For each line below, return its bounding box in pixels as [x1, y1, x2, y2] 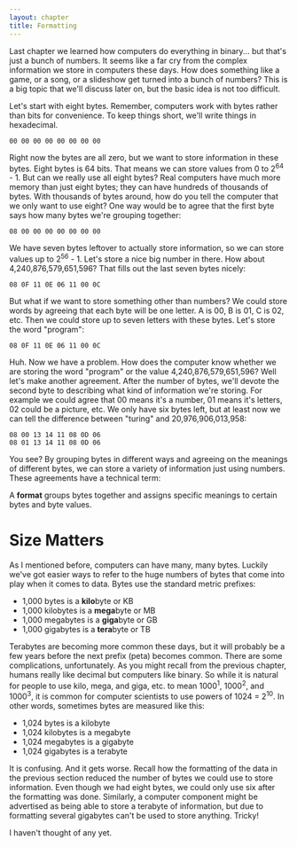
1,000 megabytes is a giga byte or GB [21, 614, 158, 625]
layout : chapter [9, 12, 69, 22]
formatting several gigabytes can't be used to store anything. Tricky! [9, 811, 260, 821]
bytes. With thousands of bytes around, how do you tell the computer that [9, 192, 279, 202]
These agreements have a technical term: [9, 472, 161, 483]
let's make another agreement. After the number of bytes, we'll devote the [9, 375, 279, 386]
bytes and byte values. [9, 498, 92, 510]
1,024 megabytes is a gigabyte [21, 737, 135, 748]
